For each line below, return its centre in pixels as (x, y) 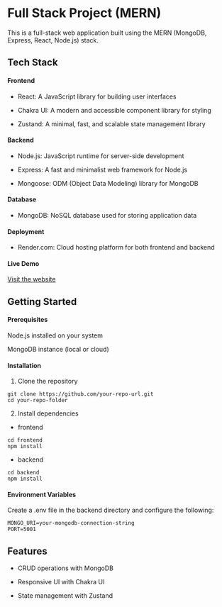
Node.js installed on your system (55, 335)
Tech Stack (33, 63)
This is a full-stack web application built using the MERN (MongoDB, (107, 33)
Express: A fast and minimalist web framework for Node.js (102, 169)
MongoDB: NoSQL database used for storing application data (107, 215)
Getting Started (42, 302)
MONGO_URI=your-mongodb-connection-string (71, 523)
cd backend (23, 473)
